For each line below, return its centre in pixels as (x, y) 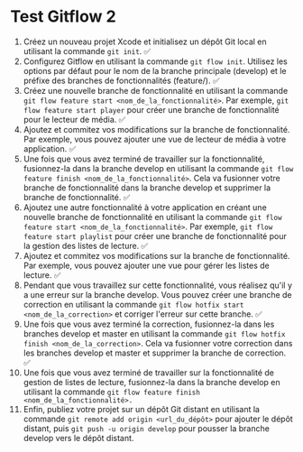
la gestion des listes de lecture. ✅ (85, 245)
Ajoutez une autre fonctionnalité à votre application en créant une (145, 207)
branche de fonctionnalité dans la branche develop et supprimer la (147, 188)
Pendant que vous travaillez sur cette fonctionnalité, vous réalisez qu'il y (157, 285)
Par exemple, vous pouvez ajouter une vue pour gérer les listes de (146, 265)
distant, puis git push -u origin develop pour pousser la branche (146, 428)
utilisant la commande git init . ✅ (87, 51)
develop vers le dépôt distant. (78, 438)
